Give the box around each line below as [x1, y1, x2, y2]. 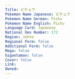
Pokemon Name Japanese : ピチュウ [5, 12, 71, 17]
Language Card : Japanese [5, 26, 56, 30]
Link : [5, 62, 16, 67]
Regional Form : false [5, 39, 50, 44]
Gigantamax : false [5, 53, 43, 58]
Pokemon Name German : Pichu [5, 16, 63, 21]
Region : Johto [5, 35, 34, 40]
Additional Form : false [5, 44, 54, 49]
